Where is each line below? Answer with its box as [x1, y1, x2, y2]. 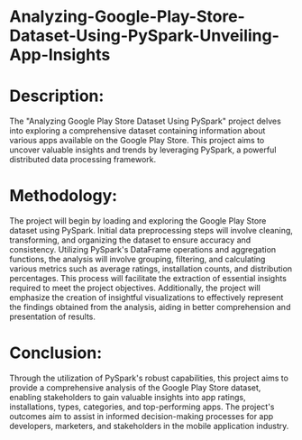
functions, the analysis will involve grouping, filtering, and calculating [9, 254, 266, 265]
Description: [9, 86, 105, 106]
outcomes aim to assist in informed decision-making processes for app [9, 411, 274, 421]
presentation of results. [9, 311, 96, 322]
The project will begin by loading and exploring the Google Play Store [9, 215, 267, 226]
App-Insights [9, 45, 111, 65]
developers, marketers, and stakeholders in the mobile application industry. [9, 421, 289, 431]
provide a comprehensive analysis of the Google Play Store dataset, [9, 382, 261, 393]
